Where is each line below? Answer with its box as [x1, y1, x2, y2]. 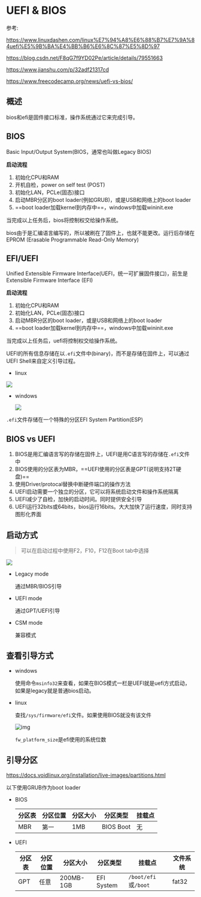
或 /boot [128, 881, 150, 889]
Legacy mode [14, 570, 49, 577]
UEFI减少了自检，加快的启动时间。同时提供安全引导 [14, 496, 142, 503]
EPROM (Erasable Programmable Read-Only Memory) [6, 236, 139, 243]
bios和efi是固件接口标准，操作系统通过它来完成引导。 [6, 114, 139, 121]
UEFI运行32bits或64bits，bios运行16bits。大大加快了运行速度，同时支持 [14, 503, 193, 511]
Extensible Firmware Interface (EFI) [6, 277, 93, 284]
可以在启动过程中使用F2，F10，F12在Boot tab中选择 [20, 547, 150, 554]
